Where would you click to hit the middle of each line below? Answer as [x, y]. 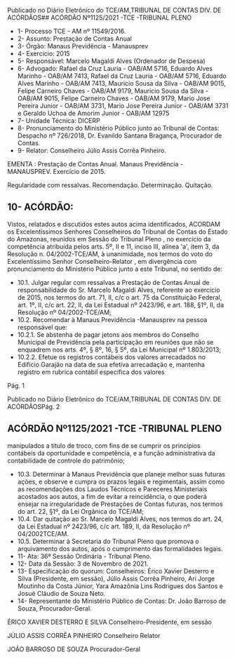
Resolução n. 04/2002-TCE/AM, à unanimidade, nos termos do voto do [110, 254]
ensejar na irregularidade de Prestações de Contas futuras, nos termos [120, 504]
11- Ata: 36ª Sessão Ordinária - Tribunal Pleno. [85, 556]
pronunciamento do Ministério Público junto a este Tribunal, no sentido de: [115, 269]
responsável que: [42, 327]
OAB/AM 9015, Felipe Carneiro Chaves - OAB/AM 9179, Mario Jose [114, 98]
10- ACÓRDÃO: [40, 207]
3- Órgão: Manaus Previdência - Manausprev [83, 46]
